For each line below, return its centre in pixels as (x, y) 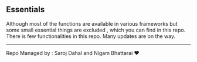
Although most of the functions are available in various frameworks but (92, 23)
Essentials (26, 10)
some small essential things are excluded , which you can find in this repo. (96, 30)
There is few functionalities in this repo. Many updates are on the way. (91, 36)
